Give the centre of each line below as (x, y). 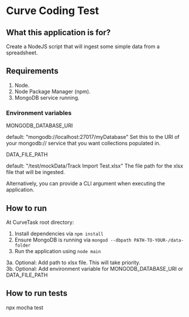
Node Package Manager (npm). (52, 91)
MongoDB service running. (47, 97)
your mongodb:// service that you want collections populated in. (83, 143)
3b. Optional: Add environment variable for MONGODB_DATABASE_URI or (94, 268)
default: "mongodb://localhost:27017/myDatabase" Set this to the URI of (93, 137)
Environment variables (39, 113)
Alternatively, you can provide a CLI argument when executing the (86, 183)
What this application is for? (59, 33)
